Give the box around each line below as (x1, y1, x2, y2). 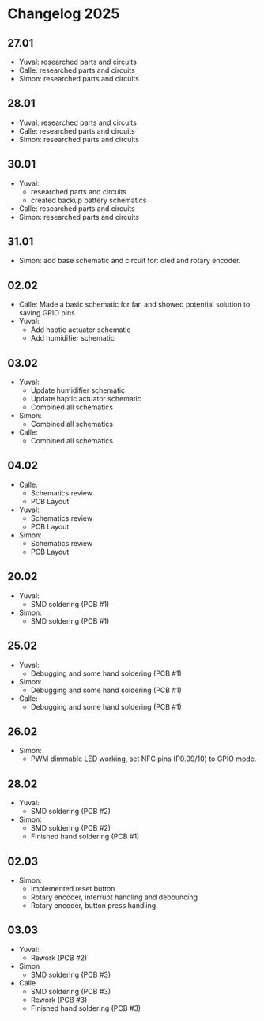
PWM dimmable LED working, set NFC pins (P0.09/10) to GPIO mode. (30, 754, 257, 763)
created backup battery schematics (30, 195, 147, 205)
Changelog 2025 (7, 5, 120, 23)
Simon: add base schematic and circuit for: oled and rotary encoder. (18, 256, 241, 266)
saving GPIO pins (18, 308, 76, 318)
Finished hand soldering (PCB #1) (30, 831, 140, 842)
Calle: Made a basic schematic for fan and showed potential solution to (18, 300, 251, 309)
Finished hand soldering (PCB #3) (30, 1003, 141, 1012)
